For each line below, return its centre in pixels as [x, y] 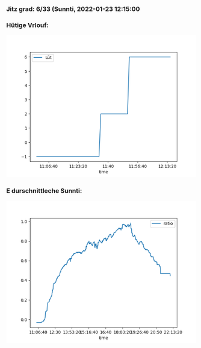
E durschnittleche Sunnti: [44, 191]
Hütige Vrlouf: [28, 25]
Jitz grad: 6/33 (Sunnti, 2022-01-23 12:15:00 [73, 9]
